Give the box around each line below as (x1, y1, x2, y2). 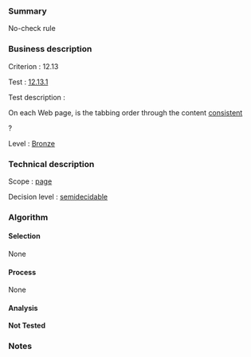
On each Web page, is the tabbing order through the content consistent (8, 107, 243, 117)
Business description (8, 44, 92, 55)
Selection (8, 231, 41, 241)
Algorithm (8, 211, 49, 223)
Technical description (8, 158, 95, 169)
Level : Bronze (8, 138, 56, 148)
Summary (8, 6, 48, 17)
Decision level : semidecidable (8, 192, 108, 201)
